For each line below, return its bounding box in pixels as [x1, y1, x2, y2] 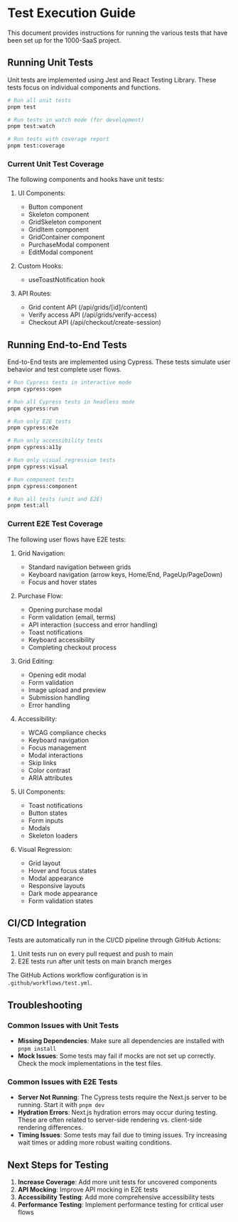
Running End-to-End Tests [7, 339, 128, 351]
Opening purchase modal [28, 605, 103, 614]
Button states [28, 809, 67, 817]
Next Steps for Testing [7, 1159, 109, 1171]
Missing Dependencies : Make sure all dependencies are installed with [17, 1037, 225, 1045]
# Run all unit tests [7, 97, 72, 104]
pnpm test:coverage [7, 142, 65, 150]
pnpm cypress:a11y [7, 444, 62, 451]
